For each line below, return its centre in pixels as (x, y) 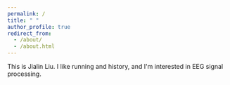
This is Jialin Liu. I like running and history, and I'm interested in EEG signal (115, 66)
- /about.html (34, 46)
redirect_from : (30, 33)
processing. (25, 74)
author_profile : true (39, 27)
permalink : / (26, 14)
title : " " (23, 20)
